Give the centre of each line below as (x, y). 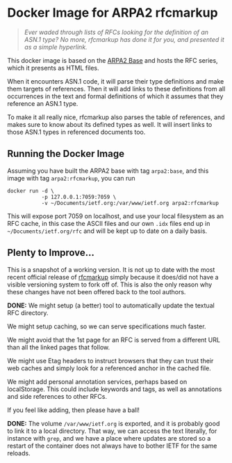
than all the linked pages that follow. (58, 347)
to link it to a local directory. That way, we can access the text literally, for (112, 431)
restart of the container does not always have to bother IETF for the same (112, 446)
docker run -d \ (31, 191)
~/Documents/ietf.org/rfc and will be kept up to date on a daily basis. (107, 231)
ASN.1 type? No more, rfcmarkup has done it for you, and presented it (124, 39)
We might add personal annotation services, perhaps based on (97, 381)
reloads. (19, 453)
